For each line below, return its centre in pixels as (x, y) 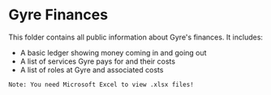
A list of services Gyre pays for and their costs (98, 61)
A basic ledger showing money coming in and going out (113, 52)
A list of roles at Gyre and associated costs (92, 69)
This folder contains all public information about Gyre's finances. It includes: (136, 37)
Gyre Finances (58, 15)
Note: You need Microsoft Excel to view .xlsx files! (101, 85)
